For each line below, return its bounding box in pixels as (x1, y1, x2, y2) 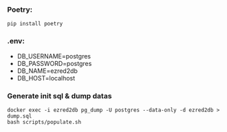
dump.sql (7, 112, 32, 120)
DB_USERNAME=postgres (17, 52, 91, 60)
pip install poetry (7, 21, 63, 27)
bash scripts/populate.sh (7, 118, 81, 125)
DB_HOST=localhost (17, 74, 76, 82)
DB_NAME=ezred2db (17, 67, 78, 75)
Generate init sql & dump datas (7, 91, 112, 100)
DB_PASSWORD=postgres (17, 59, 92, 67)
